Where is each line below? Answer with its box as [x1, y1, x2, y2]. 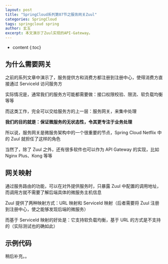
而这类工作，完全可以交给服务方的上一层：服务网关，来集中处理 [5, 108, 136, 114]
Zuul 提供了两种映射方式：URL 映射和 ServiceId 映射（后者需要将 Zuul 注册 [5, 200, 159, 206]
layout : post [5, 7, 32, 13]
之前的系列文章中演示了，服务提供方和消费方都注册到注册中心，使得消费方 [5, 74, 158, 80]
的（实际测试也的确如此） [5, 223, 58, 229]
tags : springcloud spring [5, 21, 59, 27]
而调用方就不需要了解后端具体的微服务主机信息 [5, 189, 101, 195]
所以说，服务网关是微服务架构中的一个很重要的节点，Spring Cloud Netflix [5, 129, 156, 135]
